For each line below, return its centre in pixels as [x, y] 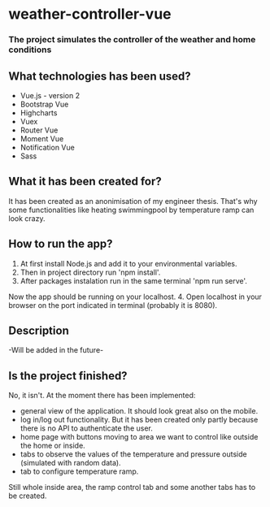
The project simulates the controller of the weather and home [132, 40]
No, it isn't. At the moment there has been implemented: [102, 396]
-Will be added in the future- [56, 350]
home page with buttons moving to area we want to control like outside [139, 437]
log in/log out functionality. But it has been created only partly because [139, 420]
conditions [30, 50]
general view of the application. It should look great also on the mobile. [139, 411]
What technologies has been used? [100, 76]
